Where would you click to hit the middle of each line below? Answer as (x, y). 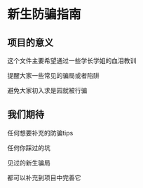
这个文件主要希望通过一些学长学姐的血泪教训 (72, 61)
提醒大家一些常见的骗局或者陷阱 (53, 75)
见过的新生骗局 (29, 163)
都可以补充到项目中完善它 (44, 177)
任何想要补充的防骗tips (40, 133)
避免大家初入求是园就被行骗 (47, 90)
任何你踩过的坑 (29, 147)
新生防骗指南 (45, 14)
